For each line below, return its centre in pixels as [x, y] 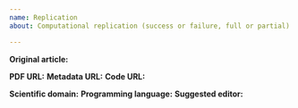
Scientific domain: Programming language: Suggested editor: [126, 94]
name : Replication [43, 17]
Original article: [39, 59]
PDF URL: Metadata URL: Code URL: [77, 76]
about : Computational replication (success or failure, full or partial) [150, 26]
